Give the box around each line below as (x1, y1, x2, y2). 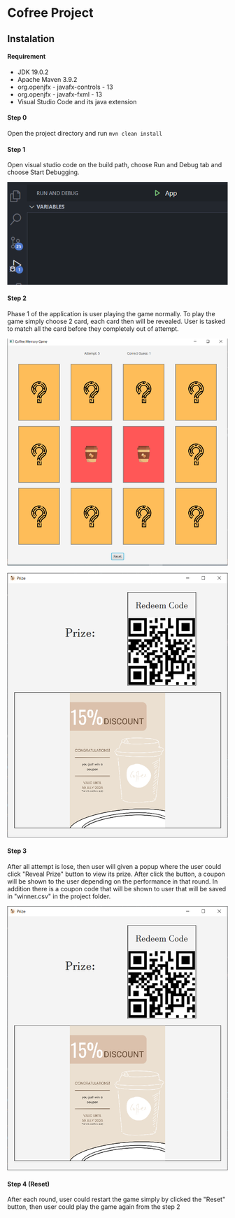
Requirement (7, 52, 46, 61)
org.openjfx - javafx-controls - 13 (17, 83, 113, 91)
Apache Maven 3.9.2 (17, 75, 78, 83)
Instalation (7, 33, 55, 45)
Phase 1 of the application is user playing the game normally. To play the (7, 309, 215, 318)
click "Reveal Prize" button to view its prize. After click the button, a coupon (7, 870, 226, 878)
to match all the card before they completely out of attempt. (7, 324, 180, 333)
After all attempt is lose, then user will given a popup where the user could (7, 862, 222, 870)
